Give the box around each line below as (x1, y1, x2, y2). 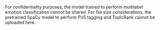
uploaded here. (5, 19, 36, 25)
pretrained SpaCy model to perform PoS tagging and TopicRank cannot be (5, 15, 155, 20)
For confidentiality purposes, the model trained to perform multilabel (5, 4, 143, 10)
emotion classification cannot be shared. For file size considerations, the (5, 9, 152, 15)
